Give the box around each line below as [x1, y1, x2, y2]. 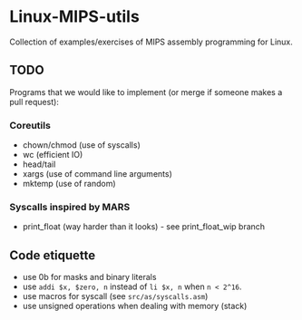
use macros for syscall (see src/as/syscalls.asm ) [22, 291, 209, 302]
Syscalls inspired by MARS [9, 200, 131, 213]
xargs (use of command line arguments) [22, 169, 172, 179]
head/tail [22, 159, 56, 170]
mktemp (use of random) [22, 179, 116, 189]
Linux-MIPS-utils [9, 6, 141, 27]
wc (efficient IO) [22, 150, 83, 160]
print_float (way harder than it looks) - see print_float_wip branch [22, 221, 266, 232]
